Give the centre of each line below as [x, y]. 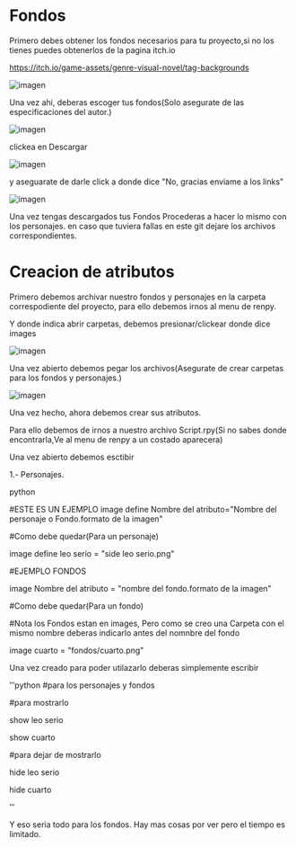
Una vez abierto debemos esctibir [72, 457]
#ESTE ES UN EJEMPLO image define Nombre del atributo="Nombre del [144, 509]
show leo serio [36, 719]
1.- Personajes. [37, 474]
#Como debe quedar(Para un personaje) [84, 536]
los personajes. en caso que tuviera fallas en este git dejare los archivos [143, 226]
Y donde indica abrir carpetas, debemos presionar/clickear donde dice [140, 324]
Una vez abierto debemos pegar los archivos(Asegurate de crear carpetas [147, 368]
